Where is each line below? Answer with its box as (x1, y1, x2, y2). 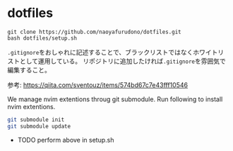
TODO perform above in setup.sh (17, 135, 114, 144)
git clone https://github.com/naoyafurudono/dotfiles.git (7, 28, 181, 35)
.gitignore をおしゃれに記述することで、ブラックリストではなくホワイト (7, 47, 218, 56)
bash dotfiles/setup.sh (7, 34, 78, 42)
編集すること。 (7, 65, 51, 74)
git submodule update (7, 123, 71, 130)
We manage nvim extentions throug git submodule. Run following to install (7, 94, 223, 104)
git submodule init (7, 116, 65, 123)
